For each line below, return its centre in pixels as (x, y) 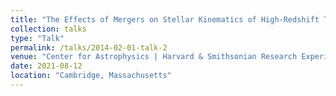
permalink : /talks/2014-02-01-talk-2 (89, 47)
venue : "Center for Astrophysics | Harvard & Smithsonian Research (154, 57)
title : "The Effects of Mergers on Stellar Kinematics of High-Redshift (165, 19)
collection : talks (48, 29)
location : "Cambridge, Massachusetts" (91, 76)
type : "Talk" (37, 38)
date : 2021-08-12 (46, 66)
